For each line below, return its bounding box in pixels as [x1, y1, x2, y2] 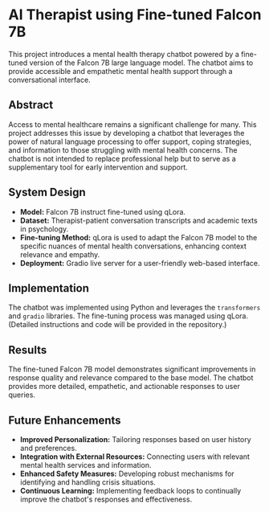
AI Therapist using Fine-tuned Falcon [8, 6, 262, 24]
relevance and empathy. [19, 249, 100, 259]
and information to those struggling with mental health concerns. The [8, 145, 238, 154]
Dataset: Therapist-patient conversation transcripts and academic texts [19, 215, 259, 225]
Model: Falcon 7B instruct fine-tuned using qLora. [19, 207, 186, 216]
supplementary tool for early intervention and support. [8, 162, 189, 172]
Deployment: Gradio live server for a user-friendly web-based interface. [19, 258, 260, 268]
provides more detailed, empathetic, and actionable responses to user [8, 382, 241, 391]
